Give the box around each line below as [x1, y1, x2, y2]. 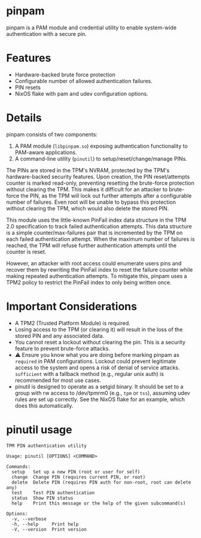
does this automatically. [14, 402, 74, 409]
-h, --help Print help [11, 521, 79, 527]
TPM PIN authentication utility [6, 442, 87, 449]
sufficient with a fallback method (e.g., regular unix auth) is [14, 370, 165, 377]
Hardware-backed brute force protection [14, 71, 115, 78]
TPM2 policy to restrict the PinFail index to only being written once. [6, 279, 172, 286]
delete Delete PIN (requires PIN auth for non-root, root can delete [11, 479, 191, 485]
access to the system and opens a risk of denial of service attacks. [14, 363, 180, 371]
